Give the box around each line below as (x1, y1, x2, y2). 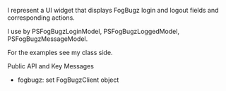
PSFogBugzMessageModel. (7, 35, 88, 43)
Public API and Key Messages (7, 62, 94, 70)
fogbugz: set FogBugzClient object (17, 75, 119, 84)
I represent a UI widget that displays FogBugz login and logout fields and (7, 6, 219, 14)
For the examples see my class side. (7, 49, 113, 56)
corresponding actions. (7, 13, 76, 22)
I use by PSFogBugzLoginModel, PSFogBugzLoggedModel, (7, 28, 180, 35)
